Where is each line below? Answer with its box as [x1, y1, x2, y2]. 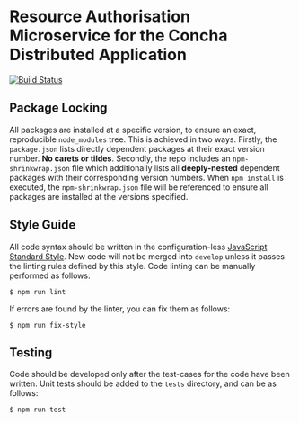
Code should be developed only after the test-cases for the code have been [9, 369, 290, 380]
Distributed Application [9, 45, 187, 65]
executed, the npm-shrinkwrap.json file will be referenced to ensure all [9, 182, 268, 193]
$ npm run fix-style [9, 320, 87, 329]
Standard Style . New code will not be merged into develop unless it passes [9, 250, 286, 262]
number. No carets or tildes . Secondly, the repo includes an [9, 153, 231, 164]
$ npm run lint [9, 287, 66, 296]
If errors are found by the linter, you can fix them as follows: [9, 303, 231, 314]
